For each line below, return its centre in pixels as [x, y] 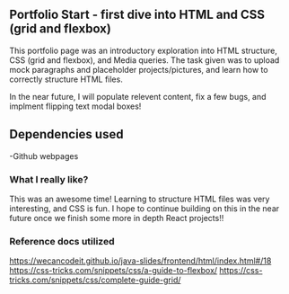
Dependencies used [66, 134]
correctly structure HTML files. [66, 79]
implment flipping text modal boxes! [75, 106]
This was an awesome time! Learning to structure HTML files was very [140, 199]
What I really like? [49, 179]
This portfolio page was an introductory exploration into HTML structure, [144, 50]
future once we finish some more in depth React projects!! [117, 218]
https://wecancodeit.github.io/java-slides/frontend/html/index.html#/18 [140, 261]
